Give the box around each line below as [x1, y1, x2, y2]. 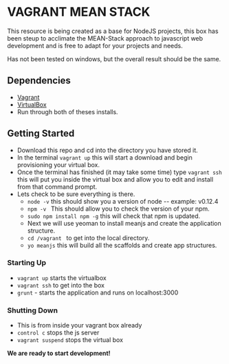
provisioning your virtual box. [17, 160, 100, 169]
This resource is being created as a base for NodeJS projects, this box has [7, 27, 219, 35]
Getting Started [7, 128, 75, 140]
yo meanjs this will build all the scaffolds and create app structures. [27, 241, 217, 249]
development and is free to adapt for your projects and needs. [7, 41, 184, 50]
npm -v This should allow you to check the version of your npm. [27, 204, 210, 213]
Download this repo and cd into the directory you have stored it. [17, 146, 198, 154]
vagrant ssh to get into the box [17, 281, 105, 289]
